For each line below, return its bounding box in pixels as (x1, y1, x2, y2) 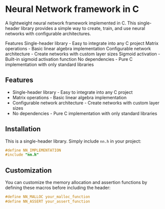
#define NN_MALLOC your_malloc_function (5, 195, 91, 200)
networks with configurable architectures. (5, 30, 91, 36)
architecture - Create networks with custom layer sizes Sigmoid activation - (5, 51, 161, 57)
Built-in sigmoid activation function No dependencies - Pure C (5, 56, 133, 62)
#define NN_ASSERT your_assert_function (5, 199, 91, 204)
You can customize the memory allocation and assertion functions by (5, 180, 148, 186)
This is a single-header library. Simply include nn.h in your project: (5, 138, 142, 144)
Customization (5, 166, 52, 175)
